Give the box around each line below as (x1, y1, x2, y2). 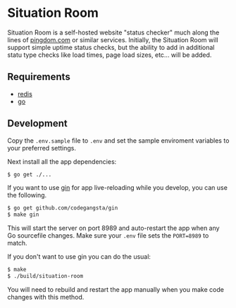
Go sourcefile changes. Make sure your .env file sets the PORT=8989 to (7, 231, 209, 240)
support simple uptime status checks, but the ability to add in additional (7, 43, 215, 51)
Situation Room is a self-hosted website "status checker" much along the (7, 28, 220, 37)
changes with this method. (7, 293, 85, 301)
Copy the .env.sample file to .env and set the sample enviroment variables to (7, 136, 230, 145)
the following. (7, 191, 47, 200)
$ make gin (7, 211, 39, 219)
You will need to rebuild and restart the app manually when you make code (7, 285, 224, 293)
